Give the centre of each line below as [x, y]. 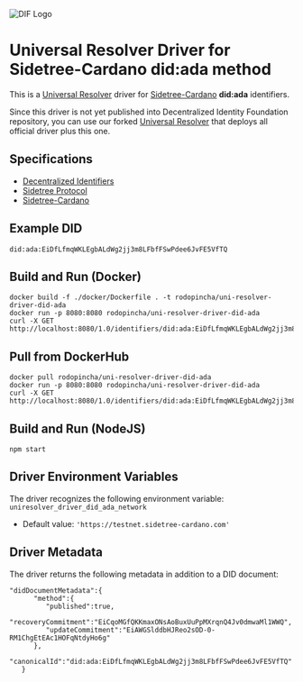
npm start [28, 450]
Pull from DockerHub [69, 356]
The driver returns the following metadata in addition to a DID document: [144, 574]
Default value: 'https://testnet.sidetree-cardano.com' [126, 523]
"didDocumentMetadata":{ [56, 590]
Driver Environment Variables [94, 477]
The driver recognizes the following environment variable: [117, 498]
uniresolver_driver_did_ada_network [78, 507]
